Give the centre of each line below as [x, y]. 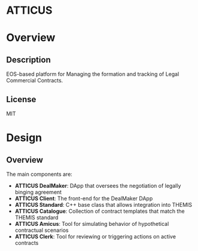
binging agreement [38, 192]
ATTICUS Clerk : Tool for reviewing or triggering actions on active [95, 236]
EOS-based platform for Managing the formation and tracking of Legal [93, 74]
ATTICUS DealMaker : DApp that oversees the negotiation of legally [98, 186]
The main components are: [39, 174]
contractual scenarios [42, 230]
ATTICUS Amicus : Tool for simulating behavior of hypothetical [92, 224]
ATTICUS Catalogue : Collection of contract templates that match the [100, 211]
